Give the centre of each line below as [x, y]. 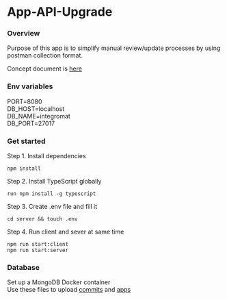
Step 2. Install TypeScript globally [54, 182]
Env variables [30, 86]
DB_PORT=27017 [31, 123]
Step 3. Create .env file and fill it [52, 207]
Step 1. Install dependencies [47, 156]
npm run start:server [38, 251]
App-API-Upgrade [60, 12]
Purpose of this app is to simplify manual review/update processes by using [114, 48]
